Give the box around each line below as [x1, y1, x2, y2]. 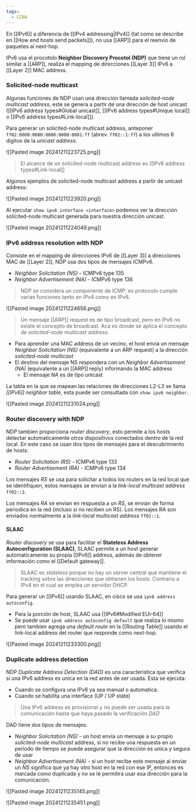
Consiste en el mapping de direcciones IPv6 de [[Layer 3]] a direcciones [6, 252, 181, 259]
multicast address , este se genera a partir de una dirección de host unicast [6, 100, 187, 107]
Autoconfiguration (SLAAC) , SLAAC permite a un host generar [6, 545, 159, 552]
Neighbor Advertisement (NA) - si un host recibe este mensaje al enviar [14, 757, 187, 764]
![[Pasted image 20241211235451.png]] [6, 799, 101, 806]
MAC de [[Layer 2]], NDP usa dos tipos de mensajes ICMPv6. [6, 258, 154, 265]
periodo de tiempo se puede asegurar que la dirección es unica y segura [14, 745, 190, 752]
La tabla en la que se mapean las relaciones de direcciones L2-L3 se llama [6, 383, 186, 390]
